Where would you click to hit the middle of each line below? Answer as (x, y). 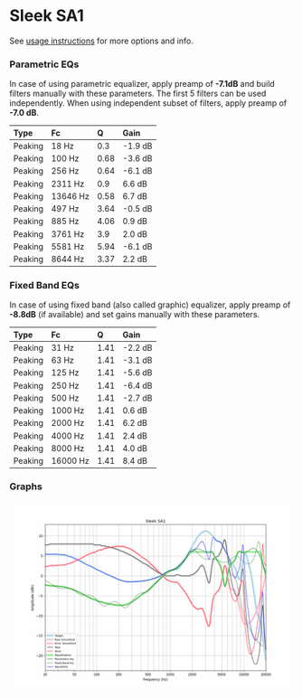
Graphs (26, 486)
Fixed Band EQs (44, 285)
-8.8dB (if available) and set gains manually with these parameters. (135, 315)
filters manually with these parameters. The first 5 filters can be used (138, 94)
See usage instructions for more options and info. (102, 41)
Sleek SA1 (47, 16)
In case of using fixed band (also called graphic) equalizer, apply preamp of (150, 305)
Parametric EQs (44, 64)
